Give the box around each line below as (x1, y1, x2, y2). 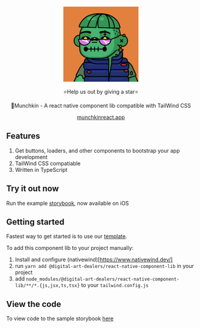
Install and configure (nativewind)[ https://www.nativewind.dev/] (14, 256, 173, 263)
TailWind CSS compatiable (14, 160, 81, 167)
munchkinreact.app (77, 114, 125, 121)
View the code (6, 299, 61, 309)
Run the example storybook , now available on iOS (6, 199, 129, 207)
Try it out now (6, 184, 59, 194)
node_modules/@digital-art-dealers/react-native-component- (26, 276, 180, 282)
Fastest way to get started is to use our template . (6, 232, 127, 240)
